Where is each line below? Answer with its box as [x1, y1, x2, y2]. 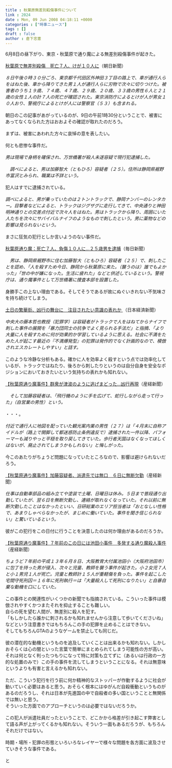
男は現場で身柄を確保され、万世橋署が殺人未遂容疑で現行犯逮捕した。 [5, 154, 153, 160]
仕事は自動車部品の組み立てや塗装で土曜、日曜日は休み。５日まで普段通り [5, 490, 162, 497]
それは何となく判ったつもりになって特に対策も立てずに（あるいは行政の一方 [5, 652, 166, 658]
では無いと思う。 [5, 696, 41, 702]
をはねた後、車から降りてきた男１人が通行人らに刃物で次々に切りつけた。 [5, 81, 162, 87]
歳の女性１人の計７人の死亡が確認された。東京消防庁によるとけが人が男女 [5, 93, 162, 100]
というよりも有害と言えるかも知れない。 [5, 665, 90, 671]
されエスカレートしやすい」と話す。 [5, 344, 81, 350]
